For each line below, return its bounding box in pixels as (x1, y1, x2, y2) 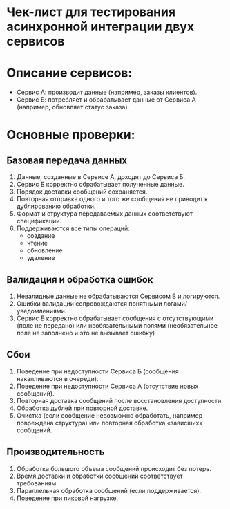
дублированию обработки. (16, 202, 96, 211)
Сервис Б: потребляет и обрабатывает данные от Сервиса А (16, 95, 196, 104)
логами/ (163, 299, 188, 308)
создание (26, 232, 56, 240)
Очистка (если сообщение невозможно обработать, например (16, 411, 203, 419)
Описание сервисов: (6, 65, 133, 81)
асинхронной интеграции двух (6, 19, 195, 35)
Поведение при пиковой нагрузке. (16, 494, 119, 502)
